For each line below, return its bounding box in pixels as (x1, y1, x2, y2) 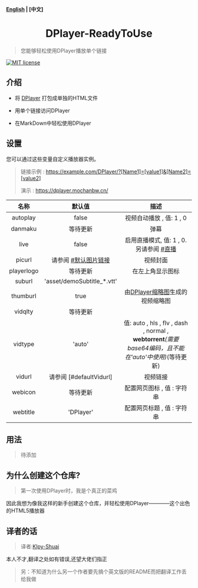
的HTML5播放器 (6, 507, 45, 514)
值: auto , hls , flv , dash (123, 319, 189, 327)
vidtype (13, 340, 35, 348)
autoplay (11, 213, 37, 221)
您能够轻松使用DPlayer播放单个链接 (20, 47, 107, 54)
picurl (15, 256, 32, 264)
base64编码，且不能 (127, 344, 184, 352)
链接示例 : (20, 168, 45, 175)
